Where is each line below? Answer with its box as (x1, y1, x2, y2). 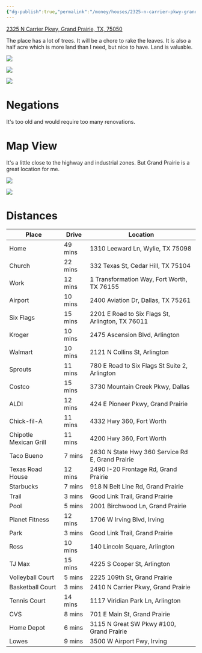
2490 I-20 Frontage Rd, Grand (90, 465, 177, 473)
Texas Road (9, 465, 43, 473)
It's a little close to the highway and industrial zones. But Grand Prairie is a (6, 159, 190, 166)
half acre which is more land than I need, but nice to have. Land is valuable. (6, 43, 193, 50)
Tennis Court (9, 597, 46, 605)
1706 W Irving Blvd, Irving (90, 515, 164, 524)
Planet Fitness (9, 515, 49, 524)
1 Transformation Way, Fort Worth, (90, 275, 188, 284)
